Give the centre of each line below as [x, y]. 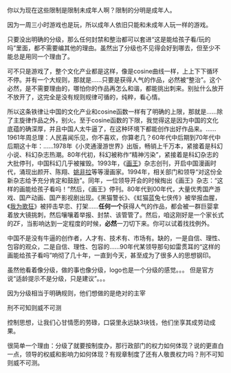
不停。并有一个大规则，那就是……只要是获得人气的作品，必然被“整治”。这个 [114, 80]
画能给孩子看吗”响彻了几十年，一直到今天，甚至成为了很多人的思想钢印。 [111, 255]
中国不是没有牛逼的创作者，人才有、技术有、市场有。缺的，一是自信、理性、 [115, 238]
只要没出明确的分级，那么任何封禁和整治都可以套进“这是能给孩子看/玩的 [109, 39]
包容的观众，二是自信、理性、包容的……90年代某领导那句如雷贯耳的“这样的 [114, 247]
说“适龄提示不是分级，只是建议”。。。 [58, 278]
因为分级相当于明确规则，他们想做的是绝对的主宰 [76, 293]
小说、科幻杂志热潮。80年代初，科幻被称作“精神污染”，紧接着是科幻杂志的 [113, 154]
